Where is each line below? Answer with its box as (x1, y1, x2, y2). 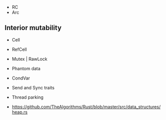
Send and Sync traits (11, 84, 55, 90)
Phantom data (11, 65, 41, 71)
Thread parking (11, 94, 44, 100)
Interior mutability (4, 24, 62, 32)
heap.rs (11, 109, 28, 115)
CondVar (11, 75, 30, 81)
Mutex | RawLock (11, 56, 48, 62)
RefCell (11, 46, 27, 52)
